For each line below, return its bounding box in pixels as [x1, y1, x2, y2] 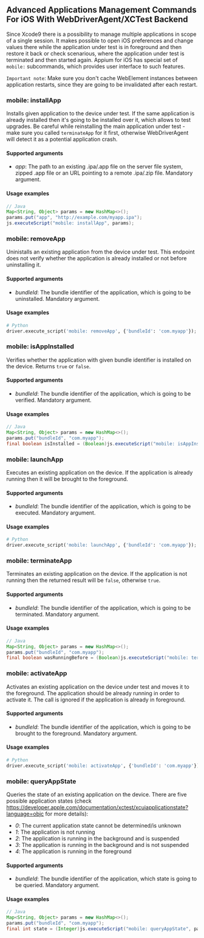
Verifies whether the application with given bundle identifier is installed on [6, 356, 191, 363]
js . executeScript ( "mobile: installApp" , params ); [6, 220, 135, 226]
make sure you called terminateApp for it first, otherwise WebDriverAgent [6, 129, 189, 137]
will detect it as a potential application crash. [6, 136, 118, 143]
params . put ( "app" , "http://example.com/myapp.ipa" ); [6, 215, 143, 221]
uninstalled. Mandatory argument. [15, 295, 100, 302]
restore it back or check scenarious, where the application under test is [6, 50, 185, 57]
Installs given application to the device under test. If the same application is [6, 110, 195, 117]
